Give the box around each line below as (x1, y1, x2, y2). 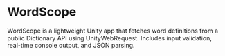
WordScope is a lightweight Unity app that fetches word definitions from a (7, 27, 219, 35)
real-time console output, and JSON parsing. (7, 41, 135, 49)
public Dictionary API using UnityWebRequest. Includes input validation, (7, 33, 213, 42)
